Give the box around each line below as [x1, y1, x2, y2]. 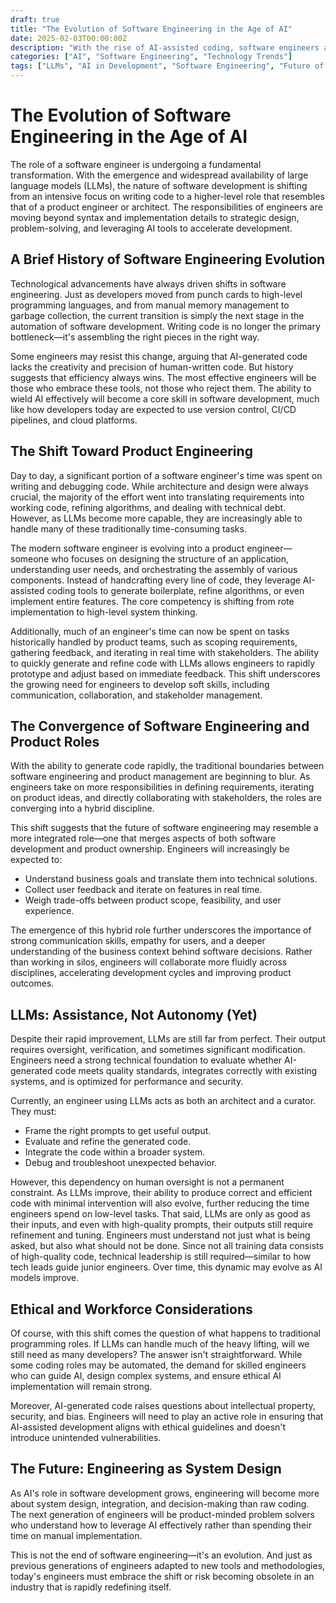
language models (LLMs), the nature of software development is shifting [10, 179, 308, 191]
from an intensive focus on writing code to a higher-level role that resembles [10, 190, 325, 202]
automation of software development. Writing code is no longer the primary [10, 320, 321, 332]
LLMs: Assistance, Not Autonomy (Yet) [10, 1006, 258, 1023]
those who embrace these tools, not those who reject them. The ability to [10, 382, 312, 394]
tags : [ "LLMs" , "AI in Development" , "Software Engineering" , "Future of [10, 61, 325, 71]
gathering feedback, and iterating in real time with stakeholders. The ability [10, 646, 320, 658]
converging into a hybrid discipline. [10, 802, 155, 815]
